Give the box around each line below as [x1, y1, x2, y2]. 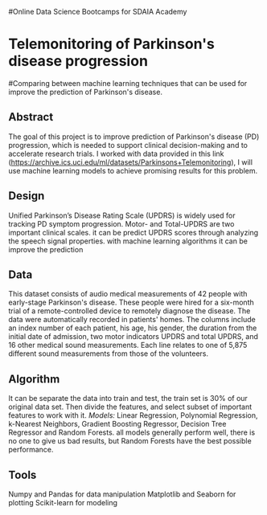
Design [8, 189, 45, 203]
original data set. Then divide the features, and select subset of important [8, 402, 253, 412]
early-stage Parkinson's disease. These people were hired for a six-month [8, 297, 255, 308]
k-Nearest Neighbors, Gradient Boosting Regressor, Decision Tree [8, 419, 227, 429]
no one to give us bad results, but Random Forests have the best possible [8, 436, 252, 446]
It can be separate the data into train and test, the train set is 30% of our [8, 394, 248, 403]
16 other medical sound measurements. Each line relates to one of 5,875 [8, 341, 248, 350]
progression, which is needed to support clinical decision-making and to [8, 140, 248, 149]
